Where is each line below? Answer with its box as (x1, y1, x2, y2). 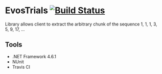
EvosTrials (5, 5, 48, 16)
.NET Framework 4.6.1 (12, 53, 56, 59)
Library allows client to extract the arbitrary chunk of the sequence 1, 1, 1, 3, (5, 21, 158, 27)
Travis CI (12, 64, 30, 70)
